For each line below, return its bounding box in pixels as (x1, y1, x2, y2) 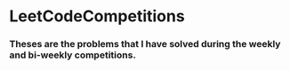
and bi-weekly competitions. (9, 49, 136, 61)
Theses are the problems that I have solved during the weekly (9, 38, 281, 51)
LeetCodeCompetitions (9, 6, 185, 27)
